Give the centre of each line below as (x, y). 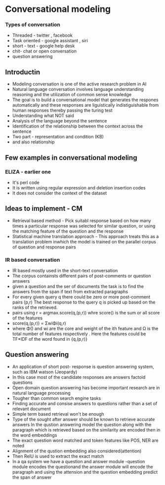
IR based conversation (33, 260)
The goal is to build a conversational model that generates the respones (85, 100)
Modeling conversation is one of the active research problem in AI (79, 84)
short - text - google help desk (43, 46)
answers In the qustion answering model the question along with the (82, 424)
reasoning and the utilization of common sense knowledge (72, 95)
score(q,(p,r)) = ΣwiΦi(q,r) (39, 323)
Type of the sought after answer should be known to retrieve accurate (83, 419)
